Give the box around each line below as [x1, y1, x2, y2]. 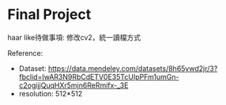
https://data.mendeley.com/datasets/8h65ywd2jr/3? [47, 63, 218, 73]
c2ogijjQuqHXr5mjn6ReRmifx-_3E [18, 81, 129, 90]
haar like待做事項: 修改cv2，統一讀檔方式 [7, 32, 141, 42]
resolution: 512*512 [18, 88, 83, 98]
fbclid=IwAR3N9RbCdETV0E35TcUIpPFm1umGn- [18, 72, 179, 81]
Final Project [7, 6, 92, 24]
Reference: [7, 48, 43, 58]
